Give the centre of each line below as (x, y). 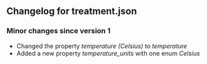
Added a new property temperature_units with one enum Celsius (108, 53)
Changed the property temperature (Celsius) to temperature (102, 46)
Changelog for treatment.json (72, 11)
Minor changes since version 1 (59, 31)
